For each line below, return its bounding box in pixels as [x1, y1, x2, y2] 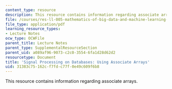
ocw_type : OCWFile [5, 36, 45, 41]
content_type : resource [5, 7, 56, 13]
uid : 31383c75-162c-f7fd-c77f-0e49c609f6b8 [5, 64, 100, 69]
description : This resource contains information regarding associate [5, 12, 159, 17]
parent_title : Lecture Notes [5, 41, 68, 46]
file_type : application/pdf [5, 21, 66, 27]
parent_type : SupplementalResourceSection [5, 45, 97, 50]
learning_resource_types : [5, 26, 60, 32]
